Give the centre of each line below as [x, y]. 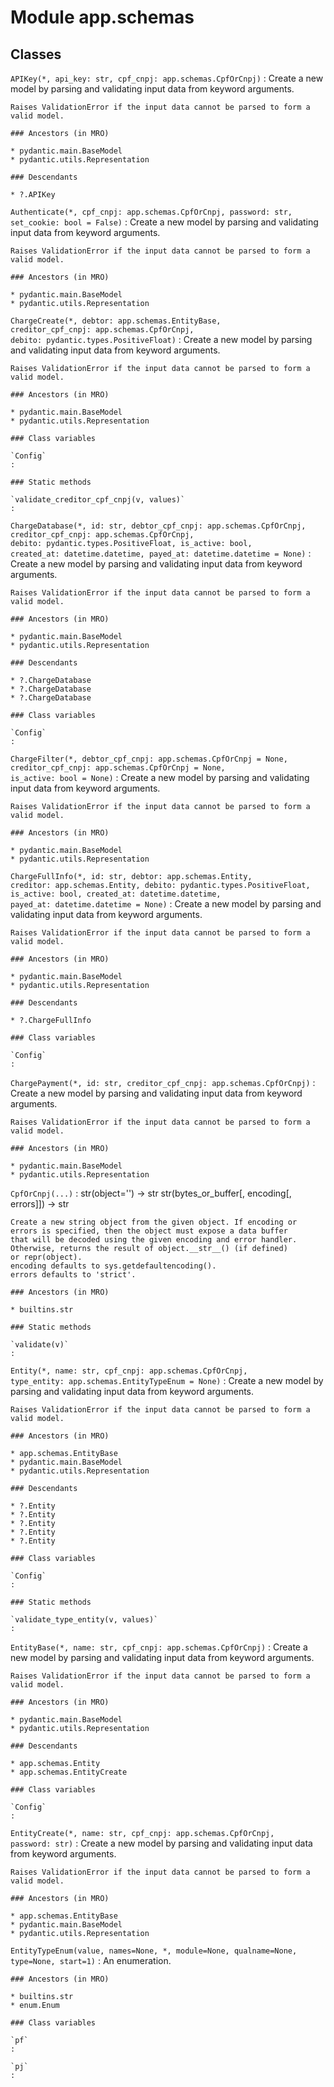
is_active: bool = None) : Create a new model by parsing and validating [160, 777]
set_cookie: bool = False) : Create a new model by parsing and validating [164, 222]
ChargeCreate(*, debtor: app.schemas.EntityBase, [116, 321]
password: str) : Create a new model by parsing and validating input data [161, 1843]
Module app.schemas [102, 17]
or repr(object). [46, 1257]
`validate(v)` [40, 1345]
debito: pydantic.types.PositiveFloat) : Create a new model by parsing [161, 339]
